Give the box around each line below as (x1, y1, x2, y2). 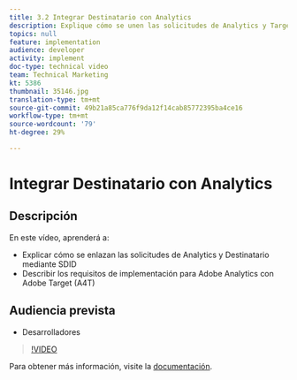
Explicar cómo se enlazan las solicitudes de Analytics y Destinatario (21, 249, 270, 260)
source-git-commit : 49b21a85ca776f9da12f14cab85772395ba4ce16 (9, 103, 243, 112)
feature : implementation (9, 37, 101, 47)
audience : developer (9, 46, 86, 55)
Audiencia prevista (9, 303, 116, 318)
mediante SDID (21, 258, 77, 270)
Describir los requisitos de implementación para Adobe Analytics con (21, 268, 274, 278)
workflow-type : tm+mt (9, 111, 89, 120)
